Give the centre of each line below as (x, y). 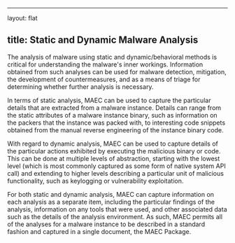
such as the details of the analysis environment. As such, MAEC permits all (115, 216)
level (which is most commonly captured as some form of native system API (116, 166)
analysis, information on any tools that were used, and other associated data (117, 209)
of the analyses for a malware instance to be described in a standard (106, 224)
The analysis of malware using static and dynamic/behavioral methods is (112, 57)
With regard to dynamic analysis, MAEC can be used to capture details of (113, 144)
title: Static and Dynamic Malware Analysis (103, 40)
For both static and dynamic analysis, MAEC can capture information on (111, 194)
